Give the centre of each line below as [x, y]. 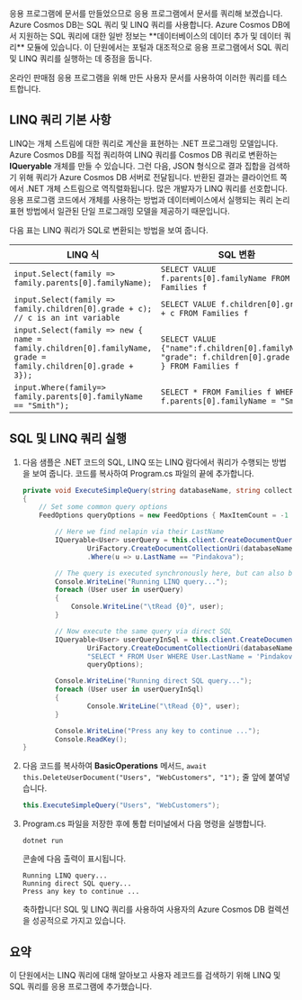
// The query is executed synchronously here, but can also [170, 573]
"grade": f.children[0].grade [225, 357]
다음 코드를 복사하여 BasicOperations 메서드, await [114, 766]
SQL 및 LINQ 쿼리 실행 [68, 439]
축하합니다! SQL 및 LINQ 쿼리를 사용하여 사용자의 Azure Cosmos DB [143, 909]
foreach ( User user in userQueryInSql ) [130, 690]
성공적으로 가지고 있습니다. [79, 921]
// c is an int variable [67, 318]
